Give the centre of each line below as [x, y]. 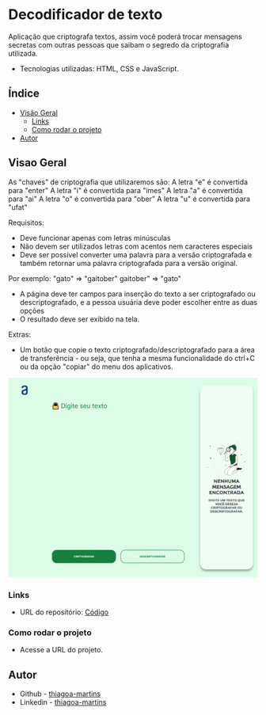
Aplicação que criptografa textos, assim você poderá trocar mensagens [125, 36]
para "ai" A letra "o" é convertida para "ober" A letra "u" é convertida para [129, 199]
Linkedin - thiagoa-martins [63, 702]
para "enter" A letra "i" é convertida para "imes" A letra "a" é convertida [125, 190]
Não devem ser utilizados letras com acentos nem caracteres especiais [136, 246]
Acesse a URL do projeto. [61, 650]
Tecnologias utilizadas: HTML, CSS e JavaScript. [99, 68]
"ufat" [18, 207]
